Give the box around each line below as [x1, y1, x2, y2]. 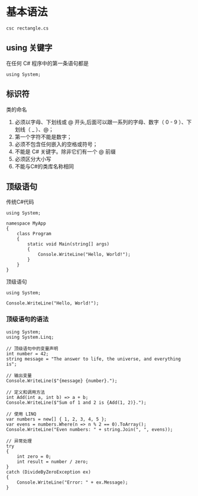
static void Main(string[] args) [27, 241, 110, 247]
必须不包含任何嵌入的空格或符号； [14, 140, 98, 148]
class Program [17, 231, 51, 237]
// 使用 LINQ [6, 411, 37, 417]
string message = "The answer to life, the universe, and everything [6, 356, 181, 362]
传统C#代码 [6, 199, 34, 206]
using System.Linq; [6, 334, 54, 340]
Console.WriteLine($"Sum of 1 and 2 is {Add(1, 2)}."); [6, 400, 147, 406]
